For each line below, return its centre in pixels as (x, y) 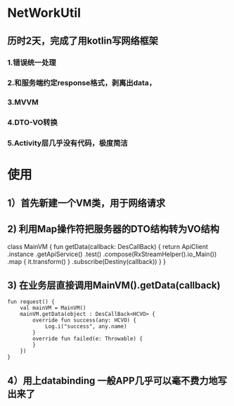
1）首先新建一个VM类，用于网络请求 (86, 203)
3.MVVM (23, 102)
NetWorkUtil (44, 13)
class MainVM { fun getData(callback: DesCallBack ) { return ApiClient (108, 246)
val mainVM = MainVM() (53, 308)
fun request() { (31, 302)
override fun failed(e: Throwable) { (87, 339)
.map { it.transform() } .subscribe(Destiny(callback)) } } (87, 261)
